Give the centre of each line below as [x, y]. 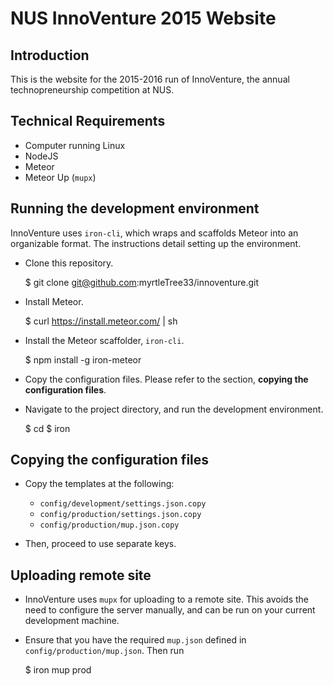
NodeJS [41, 156]
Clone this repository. [69, 263]
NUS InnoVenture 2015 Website [143, 18]
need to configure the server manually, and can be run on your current [170, 610]
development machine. [72, 621]
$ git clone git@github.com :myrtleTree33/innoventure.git [141, 282]
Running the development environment [135, 208]
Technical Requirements [88, 121]
